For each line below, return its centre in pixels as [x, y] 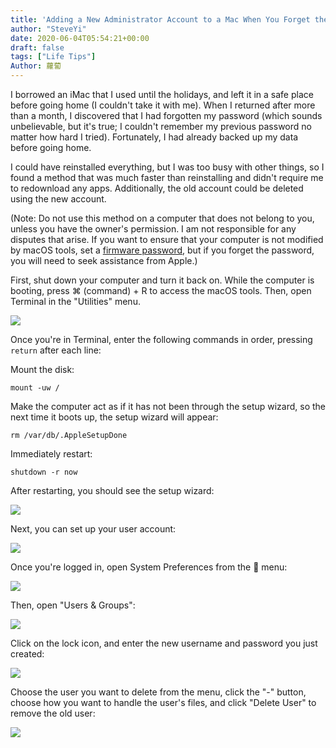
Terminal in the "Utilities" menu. [75, 301]
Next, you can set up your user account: [93, 529]
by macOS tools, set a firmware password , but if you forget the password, [162, 250]
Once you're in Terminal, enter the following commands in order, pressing [161, 339]
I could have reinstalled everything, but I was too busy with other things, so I [167, 167]
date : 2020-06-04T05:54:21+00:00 [80, 38]
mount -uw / [35, 388]
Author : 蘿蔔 [36, 66]
